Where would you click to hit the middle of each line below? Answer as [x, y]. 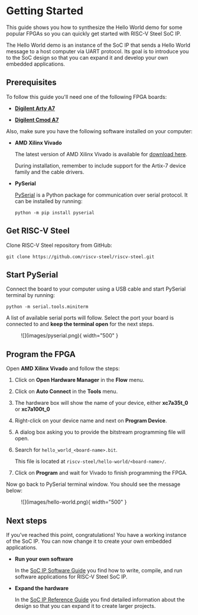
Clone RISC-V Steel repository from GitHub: [59, 245]
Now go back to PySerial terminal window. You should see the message [93, 484]
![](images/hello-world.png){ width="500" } [74, 502]
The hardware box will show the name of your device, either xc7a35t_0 [101, 403]
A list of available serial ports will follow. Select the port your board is [90, 318]
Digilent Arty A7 [35, 108]
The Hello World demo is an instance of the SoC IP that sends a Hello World [98, 45]
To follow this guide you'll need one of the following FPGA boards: [87, 96]
